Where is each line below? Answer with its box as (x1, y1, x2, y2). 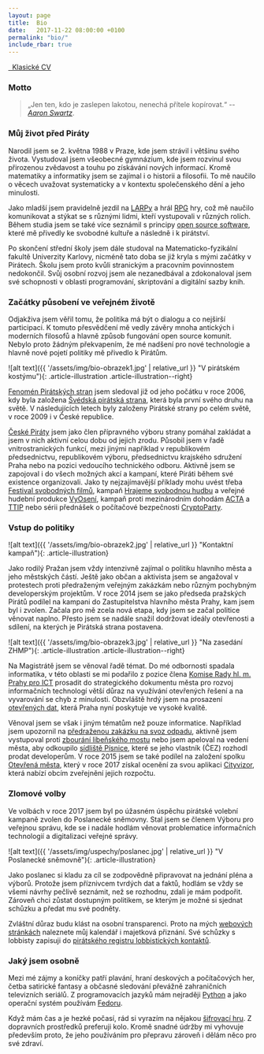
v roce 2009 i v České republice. (8, 412, 114, 421)
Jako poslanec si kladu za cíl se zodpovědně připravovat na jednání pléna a (8, 870, 254, 879)
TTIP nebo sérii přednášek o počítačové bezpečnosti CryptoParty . (8, 503, 223, 512)
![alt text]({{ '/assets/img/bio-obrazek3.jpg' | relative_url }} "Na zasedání (8, 637, 243, 647)
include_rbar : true (8, 41, 73, 49)
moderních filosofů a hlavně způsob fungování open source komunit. (8, 332, 232, 341)
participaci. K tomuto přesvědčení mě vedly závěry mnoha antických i (8, 323, 235, 332)
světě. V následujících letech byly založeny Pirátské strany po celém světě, (8, 403, 251, 414)
